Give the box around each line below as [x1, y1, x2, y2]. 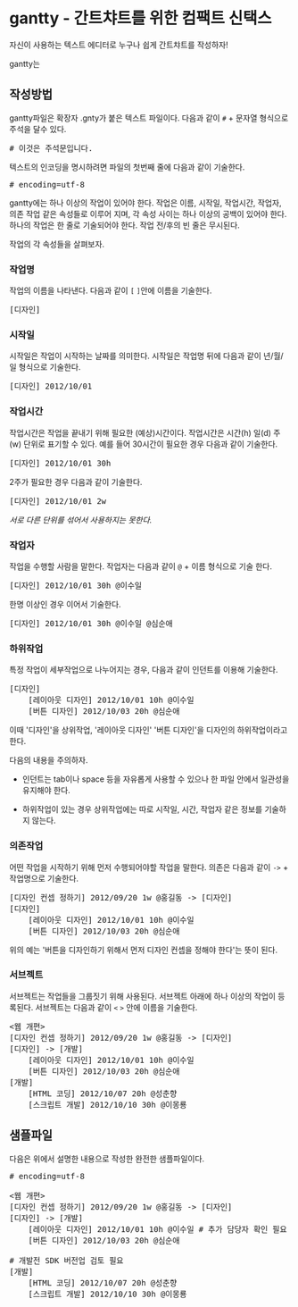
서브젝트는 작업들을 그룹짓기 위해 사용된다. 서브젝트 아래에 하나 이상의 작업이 [9, 991, 277, 1001]
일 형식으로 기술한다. [9, 362, 81, 373]
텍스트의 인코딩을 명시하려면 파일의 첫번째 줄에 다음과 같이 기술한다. [9, 162, 245, 172]
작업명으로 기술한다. [9, 873, 79, 884]
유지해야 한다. [21, 785, 71, 796]
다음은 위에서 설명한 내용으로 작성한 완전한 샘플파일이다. [9, 1153, 205, 1164]
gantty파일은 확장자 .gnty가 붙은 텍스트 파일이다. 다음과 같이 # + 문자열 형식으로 [9, 113, 289, 123]
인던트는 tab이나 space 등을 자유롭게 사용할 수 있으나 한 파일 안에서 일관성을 [21, 774, 290, 784]
